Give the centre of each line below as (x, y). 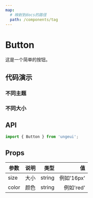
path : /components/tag (34, 19)
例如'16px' (72, 178)
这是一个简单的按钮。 (28, 60)
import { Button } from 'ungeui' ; (42, 137)
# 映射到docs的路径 (28, 15)
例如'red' (74, 188)
